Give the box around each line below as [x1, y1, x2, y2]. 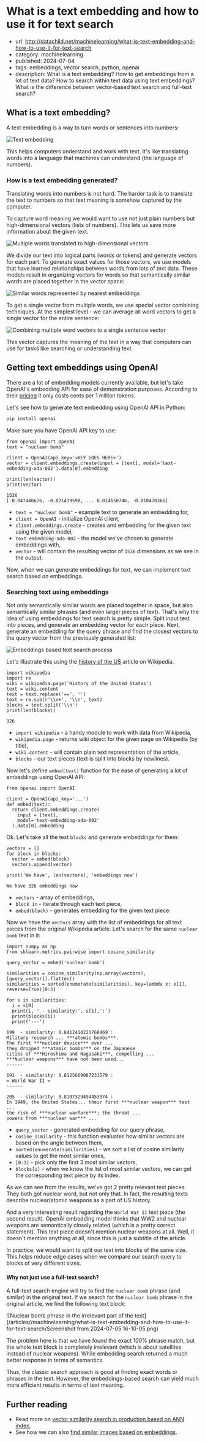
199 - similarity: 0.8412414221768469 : [6, 1029, 114, 1036]
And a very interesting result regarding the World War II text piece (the [6, 1208, 185, 1216]
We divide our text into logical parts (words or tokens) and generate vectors [6, 251, 198, 259]
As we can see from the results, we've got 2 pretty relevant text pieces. [6, 1184, 187, 1191]
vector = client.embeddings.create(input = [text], [6, 460, 141, 466]
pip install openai [6, 415, 56, 421]
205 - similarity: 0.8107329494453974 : [6, 1094, 114, 1100]
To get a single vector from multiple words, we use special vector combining [6, 302, 199, 309]
